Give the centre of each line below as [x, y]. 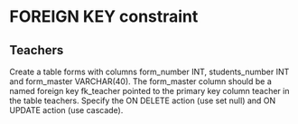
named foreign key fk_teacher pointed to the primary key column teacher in [149, 91]
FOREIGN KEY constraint [104, 17]
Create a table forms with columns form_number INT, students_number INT [149, 72]
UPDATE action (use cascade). [66, 110]
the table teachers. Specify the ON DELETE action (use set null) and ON [143, 100]
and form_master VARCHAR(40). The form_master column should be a [141, 81]
